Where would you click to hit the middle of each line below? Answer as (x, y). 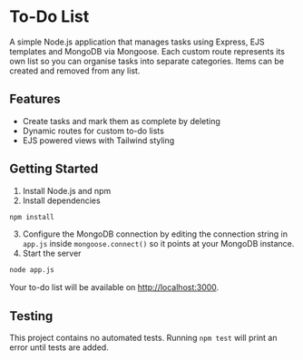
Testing (31, 316)
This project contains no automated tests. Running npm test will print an (143, 338)
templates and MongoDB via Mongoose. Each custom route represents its (147, 51)
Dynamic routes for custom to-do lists (93, 131)
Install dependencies (62, 200)
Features (35, 99)
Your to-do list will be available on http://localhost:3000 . (114, 287)
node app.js (32, 270)
